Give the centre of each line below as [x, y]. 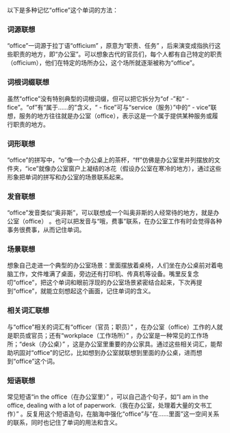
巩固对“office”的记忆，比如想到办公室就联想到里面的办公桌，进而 [104, 352]
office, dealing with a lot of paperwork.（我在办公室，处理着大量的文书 [107, 406]
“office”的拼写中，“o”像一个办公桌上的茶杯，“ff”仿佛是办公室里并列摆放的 [111, 160]
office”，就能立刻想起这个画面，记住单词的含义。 [85, 291]
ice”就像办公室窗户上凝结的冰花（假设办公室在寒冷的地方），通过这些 [125, 168]
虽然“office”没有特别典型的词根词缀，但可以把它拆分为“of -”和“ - [98, 99]
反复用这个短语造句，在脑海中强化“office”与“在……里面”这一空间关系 [123, 414]
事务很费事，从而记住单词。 [46, 230]
